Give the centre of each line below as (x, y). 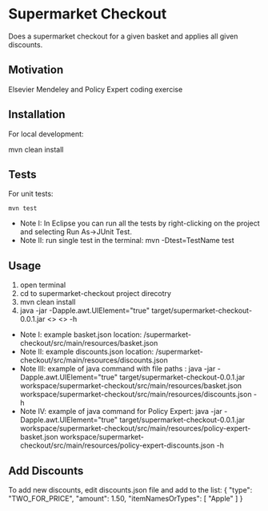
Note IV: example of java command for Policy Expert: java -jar (121, 412)
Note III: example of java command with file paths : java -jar (118, 369)
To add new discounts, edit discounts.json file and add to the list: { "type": (130, 490)
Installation (37, 114)
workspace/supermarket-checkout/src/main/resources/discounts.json (136, 395)
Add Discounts (46, 470)
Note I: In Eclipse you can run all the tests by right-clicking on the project (140, 223)
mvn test (23, 209)
